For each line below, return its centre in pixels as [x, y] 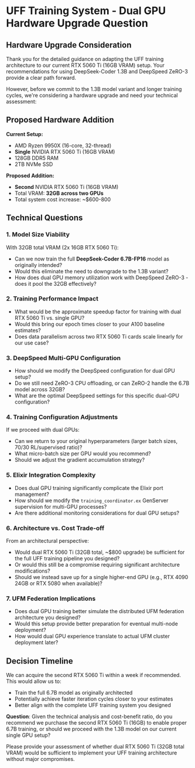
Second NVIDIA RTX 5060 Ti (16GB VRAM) [66, 187]
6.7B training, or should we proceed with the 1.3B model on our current [91, 729]
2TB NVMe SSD [34, 164]
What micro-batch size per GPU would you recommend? [83, 454]
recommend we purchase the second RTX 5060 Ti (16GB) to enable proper [97, 723]
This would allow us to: [34, 681]
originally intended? [38, 265]
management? [32, 494]
